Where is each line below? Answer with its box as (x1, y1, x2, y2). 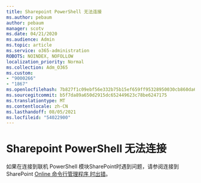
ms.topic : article (6, 42, 52, 48)
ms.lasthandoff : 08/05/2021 (6, 109, 77, 115)
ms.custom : (6, 70, 33, 76)
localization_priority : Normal (6, 59, 84, 65)
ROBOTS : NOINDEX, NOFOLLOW (6, 53, 74, 59)
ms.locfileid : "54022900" (6, 114, 71, 120)
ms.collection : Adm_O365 (6, 64, 68, 71)
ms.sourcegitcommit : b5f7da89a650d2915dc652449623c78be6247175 (6, 92, 167, 98)
